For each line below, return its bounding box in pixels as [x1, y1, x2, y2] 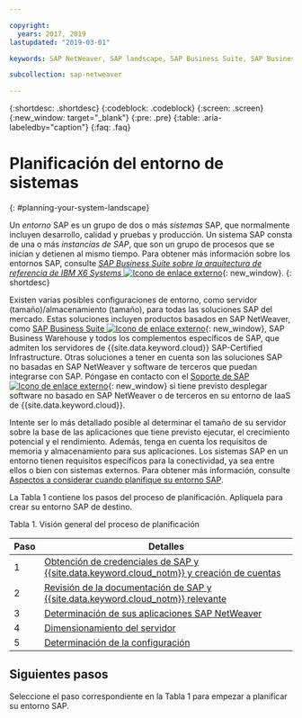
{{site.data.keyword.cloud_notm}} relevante [44, 593, 227, 606]
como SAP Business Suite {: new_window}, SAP [9, 323, 285, 334]
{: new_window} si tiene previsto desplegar [107, 381, 268, 391]
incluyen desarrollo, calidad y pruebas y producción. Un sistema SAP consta [9, 229, 293, 240]
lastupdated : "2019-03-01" [9, 38, 111, 47]
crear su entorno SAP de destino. [9, 501, 133, 513]
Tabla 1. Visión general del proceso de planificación [9, 519, 200, 530]
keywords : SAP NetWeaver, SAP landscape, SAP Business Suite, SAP [9, 54, 263, 63]
